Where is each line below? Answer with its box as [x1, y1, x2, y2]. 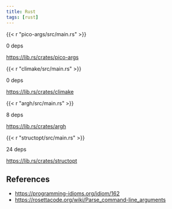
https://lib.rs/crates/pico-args [6, 53, 79, 61]
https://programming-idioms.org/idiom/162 [14, 190, 120, 197]
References [6, 174, 50, 184]
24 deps [6, 145, 27, 153]
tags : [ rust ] [6, 14, 39, 20]
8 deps [6, 111, 24, 118]
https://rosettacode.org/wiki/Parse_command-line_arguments [14, 197, 166, 204]
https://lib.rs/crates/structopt [6, 157, 77, 164]
